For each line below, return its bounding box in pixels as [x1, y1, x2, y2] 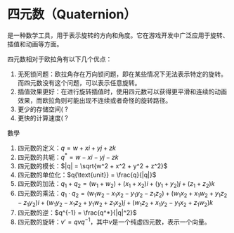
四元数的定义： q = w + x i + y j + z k [17, 144, 117, 152]
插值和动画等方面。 [7, 39, 63, 48]
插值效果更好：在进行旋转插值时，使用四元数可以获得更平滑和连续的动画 [17, 87, 227, 96]
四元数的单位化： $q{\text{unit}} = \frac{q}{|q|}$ [17, 170, 157, 179]
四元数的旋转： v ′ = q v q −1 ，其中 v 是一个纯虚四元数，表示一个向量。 [17, 216, 211, 226]
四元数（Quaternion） [7, 6, 137, 23]
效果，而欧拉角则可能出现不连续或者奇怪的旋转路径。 [17, 96, 172, 104]
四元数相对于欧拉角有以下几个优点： [7, 54, 112, 63]
